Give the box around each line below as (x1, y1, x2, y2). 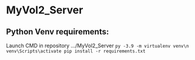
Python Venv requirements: (6, 27, 109, 37)
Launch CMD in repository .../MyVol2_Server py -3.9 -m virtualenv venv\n (6, 42, 189, 49)
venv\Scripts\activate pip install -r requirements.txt (6, 48, 146, 54)
